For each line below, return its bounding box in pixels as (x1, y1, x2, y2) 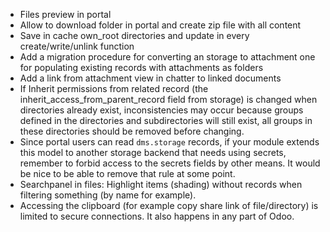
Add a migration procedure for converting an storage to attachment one (19, 51, 316, 63)
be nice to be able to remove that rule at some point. (19, 168, 236, 179)
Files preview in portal (19, 9, 112, 20)
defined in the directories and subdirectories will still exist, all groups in (19, 115, 313, 126)
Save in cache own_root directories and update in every (19, 30, 250, 41)
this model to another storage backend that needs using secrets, (19, 147, 287, 158)
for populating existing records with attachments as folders (19, 62, 264, 73)
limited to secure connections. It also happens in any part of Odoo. (19, 210, 295, 222)
